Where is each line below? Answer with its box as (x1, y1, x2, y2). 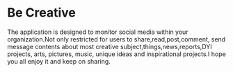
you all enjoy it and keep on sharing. (7, 57, 111, 65)
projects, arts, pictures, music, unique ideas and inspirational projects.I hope (7, 50, 226, 58)
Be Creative (7, 5, 77, 21)
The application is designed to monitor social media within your (7, 28, 189, 36)
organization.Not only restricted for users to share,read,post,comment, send (7, 35, 226, 43)
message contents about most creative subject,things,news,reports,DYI (7, 42, 212, 51)
